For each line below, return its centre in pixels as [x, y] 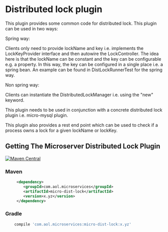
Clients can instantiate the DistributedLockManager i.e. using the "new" [79, 95]
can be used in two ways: [32, 28]
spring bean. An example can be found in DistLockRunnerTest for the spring [84, 70]
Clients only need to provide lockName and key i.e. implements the [74, 48]
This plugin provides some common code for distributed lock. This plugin [81, 23]
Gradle [14, 214]
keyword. [15, 100]
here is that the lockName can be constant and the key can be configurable [83, 59]
